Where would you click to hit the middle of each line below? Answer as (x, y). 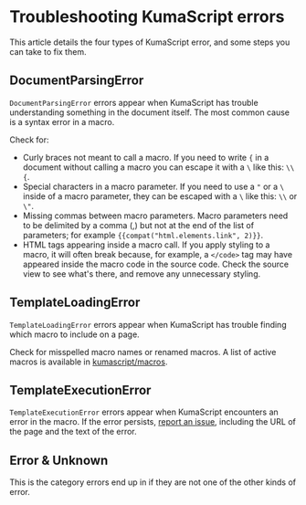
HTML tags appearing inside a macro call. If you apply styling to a (146, 245)
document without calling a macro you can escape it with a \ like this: (153, 167)
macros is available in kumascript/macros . (89, 362)
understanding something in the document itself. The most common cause (150, 112)
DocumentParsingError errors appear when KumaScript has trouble (134, 102)
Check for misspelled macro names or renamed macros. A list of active (143, 352)
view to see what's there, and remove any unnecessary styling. (142, 274)
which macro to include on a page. (74, 334)
